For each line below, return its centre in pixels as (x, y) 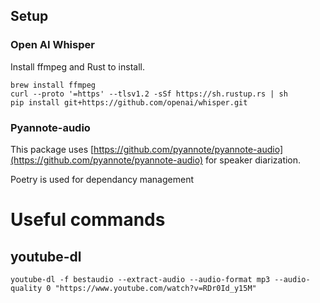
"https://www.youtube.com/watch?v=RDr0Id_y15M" (155, 288)
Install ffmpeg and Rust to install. (77, 66)
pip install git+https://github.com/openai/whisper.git (129, 102)
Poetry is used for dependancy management (102, 179)
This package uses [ (52, 149)
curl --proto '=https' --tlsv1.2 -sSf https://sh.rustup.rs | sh (149, 94)
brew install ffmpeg (53, 85)
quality (26, 288)
